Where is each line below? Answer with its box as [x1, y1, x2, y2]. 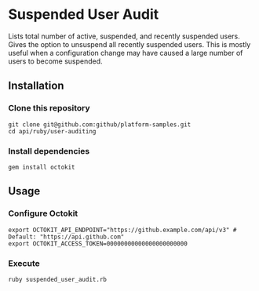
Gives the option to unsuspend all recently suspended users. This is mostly [8, 39, 251, 49]
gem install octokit [8, 163, 76, 171]
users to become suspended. [8, 56, 104, 66]
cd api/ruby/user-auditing [8, 127, 97, 135]
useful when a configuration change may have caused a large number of [8, 48, 243, 57]
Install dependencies [8, 145, 90, 156]
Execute [8, 257, 41, 268]
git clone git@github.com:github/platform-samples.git [8, 120, 192, 129]
